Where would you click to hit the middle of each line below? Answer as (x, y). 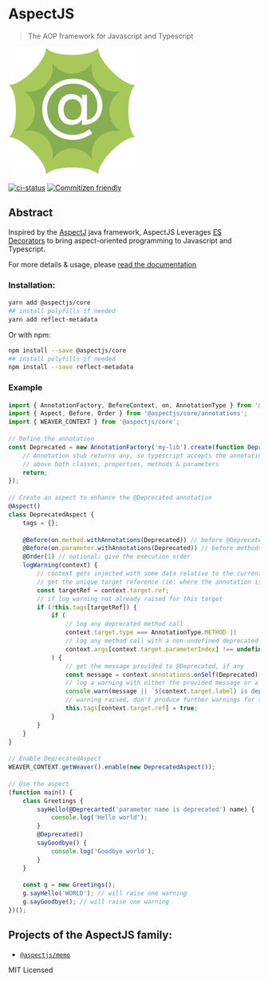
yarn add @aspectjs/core (49, 303)
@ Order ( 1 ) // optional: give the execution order (107, 557)
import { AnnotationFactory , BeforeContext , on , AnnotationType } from (130, 405)
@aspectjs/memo (45, 955)
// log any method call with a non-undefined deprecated (162, 641)
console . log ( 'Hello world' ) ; (99, 818)
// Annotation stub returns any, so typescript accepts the (124, 456)
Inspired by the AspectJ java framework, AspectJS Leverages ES (115, 231)
